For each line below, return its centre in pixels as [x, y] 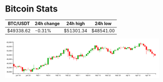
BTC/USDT [19, 24]
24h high [76, 24]
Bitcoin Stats [31, 9]
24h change [47, 24]
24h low [103, 24]
